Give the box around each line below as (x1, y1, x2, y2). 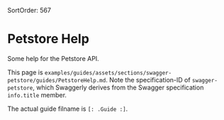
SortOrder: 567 (7, 6, 52, 14)
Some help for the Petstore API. (7, 54, 99, 62)
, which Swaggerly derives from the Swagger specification (33, 83, 204, 92)
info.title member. (7, 90, 67, 99)
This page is (7, 67, 44, 77)
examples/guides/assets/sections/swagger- (45, 69, 172, 77)
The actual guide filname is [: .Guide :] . (7, 104, 128, 113)
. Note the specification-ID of (105, 75, 191, 84)
